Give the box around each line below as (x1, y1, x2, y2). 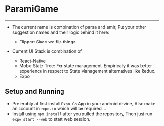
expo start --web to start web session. (12, 116, 91, 122)
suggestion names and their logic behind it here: (12, 29, 110, 35)
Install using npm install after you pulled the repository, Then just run (12, 111, 153, 117)
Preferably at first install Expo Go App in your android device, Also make (12, 100, 156, 106)
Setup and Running (5, 87, 64, 96)
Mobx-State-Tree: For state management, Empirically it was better (19, 63, 152, 69)
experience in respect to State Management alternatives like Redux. (19, 68, 156, 74)
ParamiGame (5, 3, 59, 15)
